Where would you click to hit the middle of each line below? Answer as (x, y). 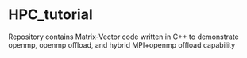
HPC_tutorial (50, 15)
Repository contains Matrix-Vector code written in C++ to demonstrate (124, 37)
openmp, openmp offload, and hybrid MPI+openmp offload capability (122, 44)
